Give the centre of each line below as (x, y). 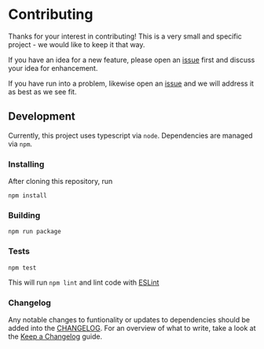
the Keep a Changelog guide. (55, 336)
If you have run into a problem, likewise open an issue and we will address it (131, 83)
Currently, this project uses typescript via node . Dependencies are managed (130, 135)
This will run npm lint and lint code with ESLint (84, 282)
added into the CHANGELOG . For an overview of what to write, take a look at (132, 328)
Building (24, 215)
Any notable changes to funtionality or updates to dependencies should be (129, 319)
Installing (26, 164)
